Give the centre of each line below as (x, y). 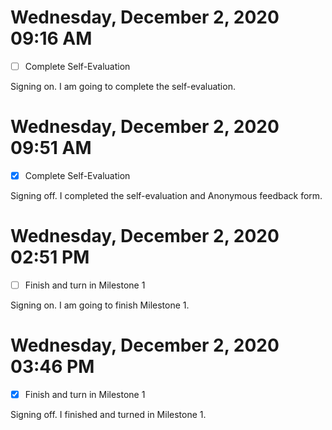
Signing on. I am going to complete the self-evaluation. (123, 86)
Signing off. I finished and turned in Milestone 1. (108, 414)
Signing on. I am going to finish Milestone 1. (100, 305)
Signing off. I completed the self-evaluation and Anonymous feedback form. (166, 195)
